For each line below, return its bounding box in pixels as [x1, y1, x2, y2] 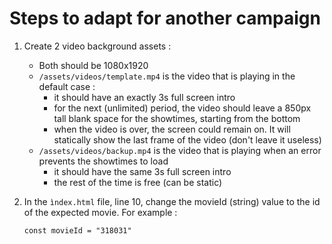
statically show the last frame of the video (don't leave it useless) [53, 133, 322, 146]
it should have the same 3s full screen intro [53, 165, 232, 177]
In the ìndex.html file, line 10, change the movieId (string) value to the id [23, 195, 321, 207]
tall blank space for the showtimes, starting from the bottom [53, 112, 301, 124]
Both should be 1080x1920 [38, 59, 149, 71]
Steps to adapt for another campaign [9, 7, 321, 30]
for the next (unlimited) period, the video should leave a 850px [53, 102, 312, 114]
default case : [38, 80, 96, 92]
